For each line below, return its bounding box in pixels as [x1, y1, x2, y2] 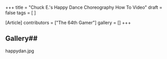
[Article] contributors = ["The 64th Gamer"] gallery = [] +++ [5, 20, 131, 25]
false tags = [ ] [5, 10, 36, 16]
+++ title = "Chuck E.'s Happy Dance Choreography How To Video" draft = [5, 5, 162, 10]
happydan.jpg [5, 48, 34, 54]
